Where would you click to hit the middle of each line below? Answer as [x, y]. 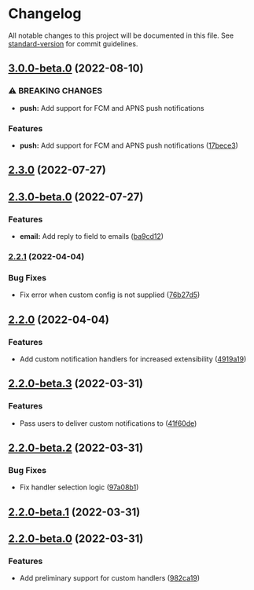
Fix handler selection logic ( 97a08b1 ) [79, 487]
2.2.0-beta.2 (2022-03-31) [76, 447]
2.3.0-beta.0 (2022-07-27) [76, 197]
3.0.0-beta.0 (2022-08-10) [76, 69]
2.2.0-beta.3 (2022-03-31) [76, 384]
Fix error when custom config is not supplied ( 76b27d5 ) [110, 295]
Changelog [45, 14]
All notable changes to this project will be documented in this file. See [121, 35]
